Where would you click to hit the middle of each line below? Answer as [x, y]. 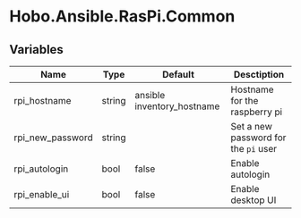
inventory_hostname [177, 106]
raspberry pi [257, 112]
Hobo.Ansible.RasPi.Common [122, 17]
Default [179, 75]
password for [258, 138]
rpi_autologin [41, 169]
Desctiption [259, 75]
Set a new [252, 126]
